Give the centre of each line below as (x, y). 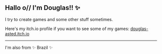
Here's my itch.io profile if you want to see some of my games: (67, 29)
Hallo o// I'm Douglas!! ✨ (43, 8)
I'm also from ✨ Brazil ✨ (29, 47)
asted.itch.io (17, 33)
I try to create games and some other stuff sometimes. (59, 19)
